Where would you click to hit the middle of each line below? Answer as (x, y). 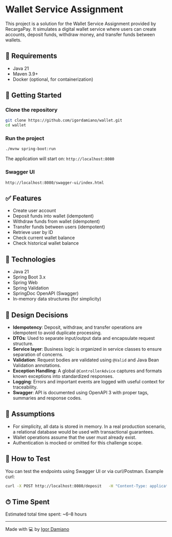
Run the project (25, 138)
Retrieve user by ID (33, 232)
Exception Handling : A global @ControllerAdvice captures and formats (87, 371)
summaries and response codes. (47, 398)
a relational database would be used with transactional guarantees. (83, 432)
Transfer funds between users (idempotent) (59, 227)
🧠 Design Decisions (37, 315)
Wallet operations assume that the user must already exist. (74, 437)
